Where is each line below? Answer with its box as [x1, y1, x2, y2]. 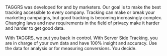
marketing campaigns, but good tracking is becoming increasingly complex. [5, 15, 162, 20]
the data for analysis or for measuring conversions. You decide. [5, 46, 137, 51]
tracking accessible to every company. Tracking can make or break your [5, 9, 155, 15]
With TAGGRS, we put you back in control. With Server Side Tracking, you [5, 35, 158, 41]
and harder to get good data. [5, 25, 65, 31]
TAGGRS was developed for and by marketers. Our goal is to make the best [5, 4, 161, 10]
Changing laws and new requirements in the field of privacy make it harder [5, 20, 160, 26]
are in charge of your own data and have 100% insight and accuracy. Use [5, 40, 157, 46]
